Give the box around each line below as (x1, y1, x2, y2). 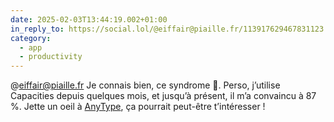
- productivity (19, 52, 83, 62)
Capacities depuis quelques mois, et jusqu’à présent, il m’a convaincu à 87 (10, 90, 317, 102)
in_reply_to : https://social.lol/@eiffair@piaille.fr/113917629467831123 (10, 24, 325, 34)
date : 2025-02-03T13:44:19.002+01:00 (10, 14, 168, 25)
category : (10, 33, 52, 43)
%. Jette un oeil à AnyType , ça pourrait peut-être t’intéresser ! (10, 101, 266, 113)
